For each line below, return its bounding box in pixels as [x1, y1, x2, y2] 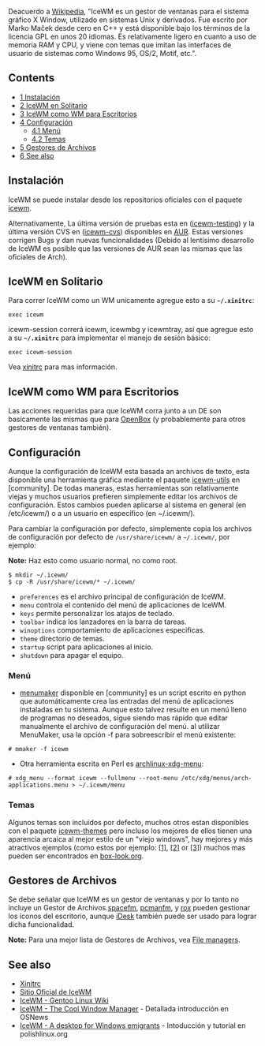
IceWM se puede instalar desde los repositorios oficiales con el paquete [8, 195, 243, 204]
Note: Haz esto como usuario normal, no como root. [8, 556, 178, 566]
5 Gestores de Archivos [19, 142, 96, 152]
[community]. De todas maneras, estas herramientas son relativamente [8, 484, 239, 493]
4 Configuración [19, 118, 73, 127]
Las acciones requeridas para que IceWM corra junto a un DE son [8, 406, 222, 416]
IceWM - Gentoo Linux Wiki [19, 996, 109, 1005]
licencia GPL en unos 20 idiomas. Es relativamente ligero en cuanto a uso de [8, 32, 256, 41]
